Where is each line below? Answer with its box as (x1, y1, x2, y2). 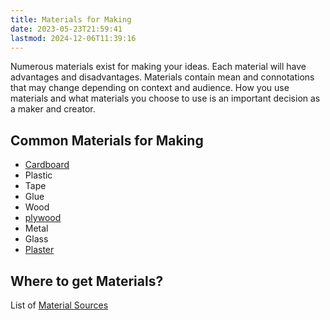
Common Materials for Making (10, 132, 204, 149)
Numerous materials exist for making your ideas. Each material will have (10, 61, 307, 73)
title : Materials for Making (10, 14, 132, 25)
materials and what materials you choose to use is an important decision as (10, 92, 321, 105)
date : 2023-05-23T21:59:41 (10, 24, 123, 34)
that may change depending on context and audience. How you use (10, 82, 290, 94)
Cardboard (24, 159, 70, 171)
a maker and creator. (10, 103, 96, 115)
